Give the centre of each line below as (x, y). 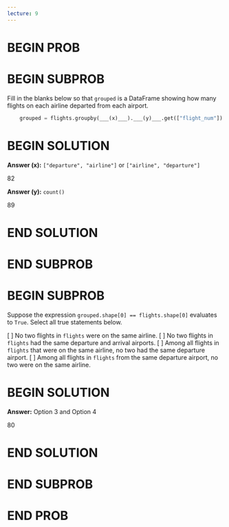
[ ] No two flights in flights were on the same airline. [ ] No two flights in (110, 335)
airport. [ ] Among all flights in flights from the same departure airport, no (113, 357)
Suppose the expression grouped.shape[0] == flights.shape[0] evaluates (112, 315)
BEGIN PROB (44, 47)
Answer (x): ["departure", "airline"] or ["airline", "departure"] (104, 165)
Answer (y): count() (36, 192)
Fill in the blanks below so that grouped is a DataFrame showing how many (112, 98)
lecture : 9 (23, 13)
